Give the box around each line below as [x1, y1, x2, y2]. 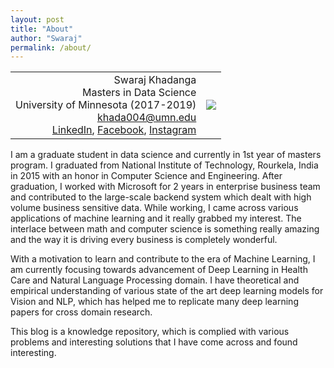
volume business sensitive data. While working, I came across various [10, 202, 299, 214]
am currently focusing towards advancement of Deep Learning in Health [10, 264, 308, 276]
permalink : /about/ [10, 42, 92, 53]
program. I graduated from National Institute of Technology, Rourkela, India [10, 159, 319, 171]
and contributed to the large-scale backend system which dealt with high [10, 191, 312, 203]
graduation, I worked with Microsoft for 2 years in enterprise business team [10, 181, 321, 193]
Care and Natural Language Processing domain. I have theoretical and [10, 274, 300, 286]
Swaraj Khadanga [113, 73, 197, 87]
